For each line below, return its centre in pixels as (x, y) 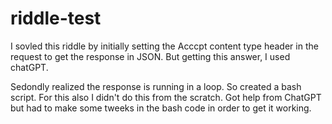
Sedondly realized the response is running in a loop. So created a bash (156, 86)
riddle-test (56, 18)
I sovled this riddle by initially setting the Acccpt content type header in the (164, 46)
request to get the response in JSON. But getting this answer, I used (150, 56)
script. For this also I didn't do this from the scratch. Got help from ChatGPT (166, 97)
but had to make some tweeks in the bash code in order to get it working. (161, 108)
